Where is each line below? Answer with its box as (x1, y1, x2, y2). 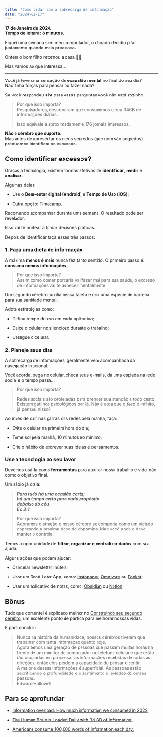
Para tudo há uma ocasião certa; (16, 491, 85, 497)
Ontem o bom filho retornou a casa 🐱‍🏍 (5, 54, 81, 60)
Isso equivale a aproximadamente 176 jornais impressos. (16, 121, 130, 127)
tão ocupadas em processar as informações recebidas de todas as (16, 655, 151, 661)
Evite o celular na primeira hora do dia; (12, 425, 90, 431)
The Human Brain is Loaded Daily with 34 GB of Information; (12, 717, 133, 722)
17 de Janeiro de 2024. (5, 25, 52, 31)
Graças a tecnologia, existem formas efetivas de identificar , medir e (5, 168, 142, 174)
